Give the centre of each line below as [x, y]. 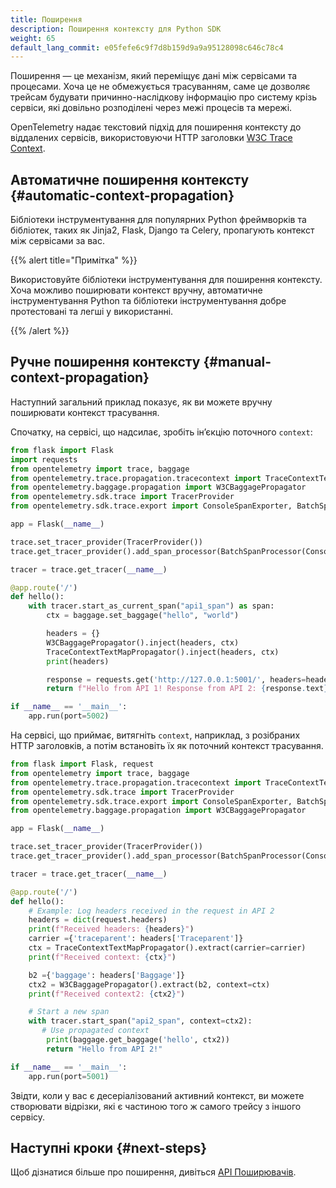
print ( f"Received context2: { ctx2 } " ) [107, 994]
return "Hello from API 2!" [104, 1049]
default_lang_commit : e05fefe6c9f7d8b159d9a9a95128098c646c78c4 [147, 47]
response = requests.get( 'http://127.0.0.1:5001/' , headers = [176, 679]
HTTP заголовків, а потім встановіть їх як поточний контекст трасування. [167, 745]
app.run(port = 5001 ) [69, 1076]
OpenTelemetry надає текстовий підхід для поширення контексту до [156, 127]
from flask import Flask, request [82, 764]
